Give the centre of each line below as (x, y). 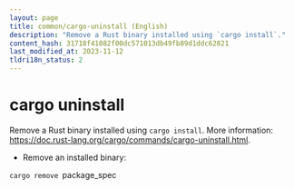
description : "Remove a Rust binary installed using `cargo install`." (147, 35)
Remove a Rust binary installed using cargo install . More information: (142, 130)
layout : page (34, 18)
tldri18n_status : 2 (46, 60)
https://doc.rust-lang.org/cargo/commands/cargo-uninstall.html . (130, 139)
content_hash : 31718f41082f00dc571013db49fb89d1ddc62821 (119, 43)
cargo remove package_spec (63, 174)
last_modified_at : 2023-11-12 (67, 52)
